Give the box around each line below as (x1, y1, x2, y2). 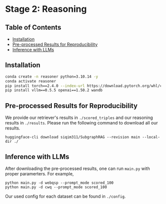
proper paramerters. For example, (5, 170, 74, 176)
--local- (142, 135, 161, 140)
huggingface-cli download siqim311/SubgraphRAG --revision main (5, 135, 140, 140)
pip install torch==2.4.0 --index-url (5, 83, 85, 88)
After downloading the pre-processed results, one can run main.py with (5, 165, 150, 171)
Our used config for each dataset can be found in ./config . (5, 193, 126, 199)
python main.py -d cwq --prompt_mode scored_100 (5, 184, 107, 190)
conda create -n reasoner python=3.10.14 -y (5, 74, 98, 79)
